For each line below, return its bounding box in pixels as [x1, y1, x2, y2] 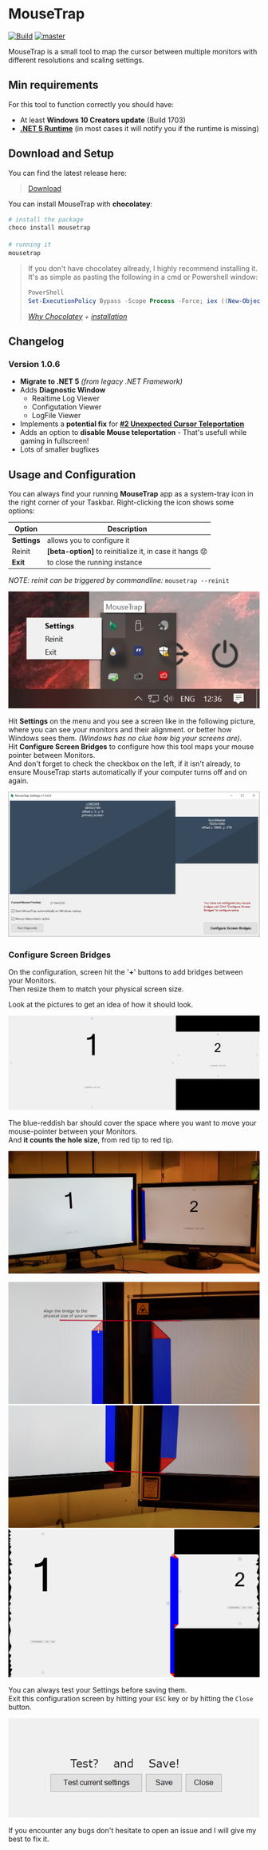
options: [8, 506, 36, 516]
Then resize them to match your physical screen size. [8, 984, 184, 994]
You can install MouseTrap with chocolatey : [8, 199, 153, 209]
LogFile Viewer [31, 411, 81, 421]
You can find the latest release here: [8, 168, 128, 177]
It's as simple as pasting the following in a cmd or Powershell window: [27, 272, 258, 281]
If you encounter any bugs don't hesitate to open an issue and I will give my [8, 1826, 257, 1835]
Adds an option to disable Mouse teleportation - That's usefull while [19, 428, 247, 437]
